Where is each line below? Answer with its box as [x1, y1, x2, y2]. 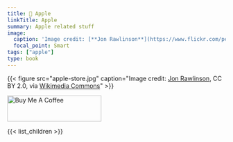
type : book [7, 55, 39, 62]
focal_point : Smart [13, 42, 70, 49]
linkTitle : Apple [7, 17, 58, 24]
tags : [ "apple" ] [7, 49, 54, 56]
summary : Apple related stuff [7, 23, 95, 30]
